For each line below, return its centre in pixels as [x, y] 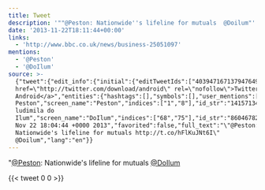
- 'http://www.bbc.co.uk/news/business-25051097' [98, 45]
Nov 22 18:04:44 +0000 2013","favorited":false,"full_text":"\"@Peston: [137, 125]
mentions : [24, 52]
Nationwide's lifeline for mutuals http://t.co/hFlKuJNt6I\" [118, 132]
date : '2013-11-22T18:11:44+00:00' [67, 30]
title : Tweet [30, 15]
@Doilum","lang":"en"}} [54, 140]
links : [19, 37]
